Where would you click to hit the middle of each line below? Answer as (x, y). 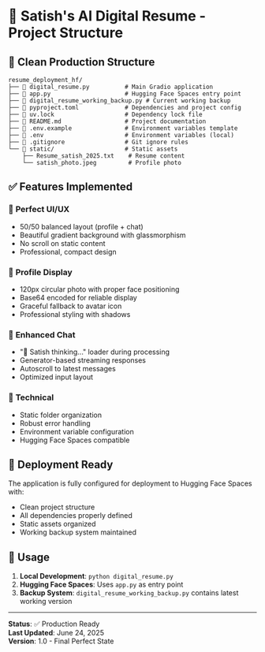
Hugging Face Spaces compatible (75, 440)
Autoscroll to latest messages (67, 369)
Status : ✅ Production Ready (54, 624)
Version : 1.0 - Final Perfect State (61, 641)
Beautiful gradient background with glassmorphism (103, 235)
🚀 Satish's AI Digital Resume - (107, 16)
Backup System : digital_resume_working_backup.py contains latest (129, 593)
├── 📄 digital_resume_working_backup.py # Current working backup (119, 101)
